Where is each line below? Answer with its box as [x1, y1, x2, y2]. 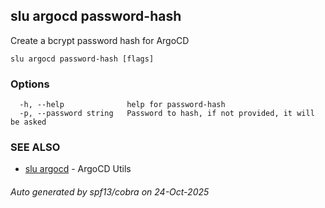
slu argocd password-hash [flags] [10, 54, 155, 64]
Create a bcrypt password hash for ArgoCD [10, 34, 190, 46]
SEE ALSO [10, 140, 61, 154]
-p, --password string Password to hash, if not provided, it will [19, 109, 315, 119]
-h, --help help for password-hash [19, 100, 226, 110]
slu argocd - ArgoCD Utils [24, 163, 132, 175]
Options [10, 77, 50, 91]
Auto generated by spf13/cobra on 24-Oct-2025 [10, 186, 210, 198]
